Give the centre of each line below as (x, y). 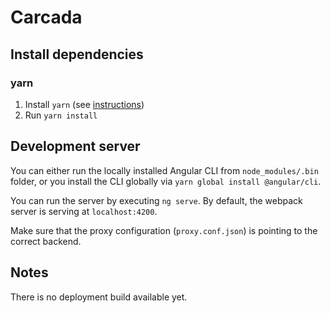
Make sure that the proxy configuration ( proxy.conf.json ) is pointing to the (164, 230)
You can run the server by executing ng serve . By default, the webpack (156, 200)
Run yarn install (61, 115)
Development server (75, 146)
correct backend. (46, 241)
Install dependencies (77, 54)
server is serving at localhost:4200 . (84, 211)
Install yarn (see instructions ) (84, 104)
